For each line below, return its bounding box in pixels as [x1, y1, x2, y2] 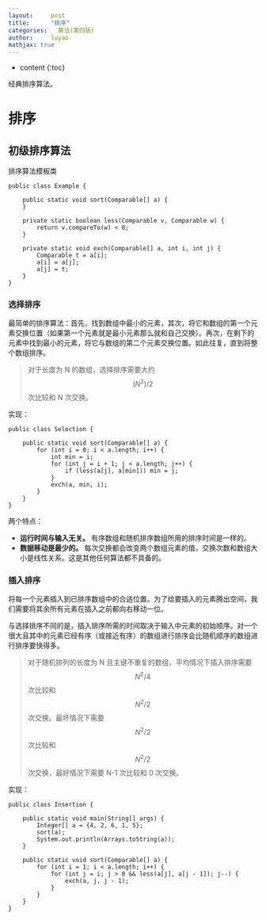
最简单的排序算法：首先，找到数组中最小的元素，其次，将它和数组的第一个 [8, 319, 251, 328]
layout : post [8, 11, 66, 20]
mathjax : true [8, 41, 55, 49]
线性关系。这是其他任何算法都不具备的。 [33, 553, 166, 563]
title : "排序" [8, 19, 70, 27]
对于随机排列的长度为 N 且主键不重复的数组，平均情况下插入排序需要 [27, 658, 253, 667]
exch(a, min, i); [50, 481, 108, 489]
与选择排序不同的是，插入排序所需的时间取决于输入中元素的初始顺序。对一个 [8, 621, 258, 631]
